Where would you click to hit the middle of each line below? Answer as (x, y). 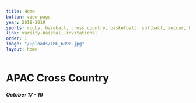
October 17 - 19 (25, 94)
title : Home (20, 11)
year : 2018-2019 (26, 22)
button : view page (28, 17)
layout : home (22, 49)
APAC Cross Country (58, 78)
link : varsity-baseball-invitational (52, 33)
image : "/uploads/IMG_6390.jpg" (45, 44)
